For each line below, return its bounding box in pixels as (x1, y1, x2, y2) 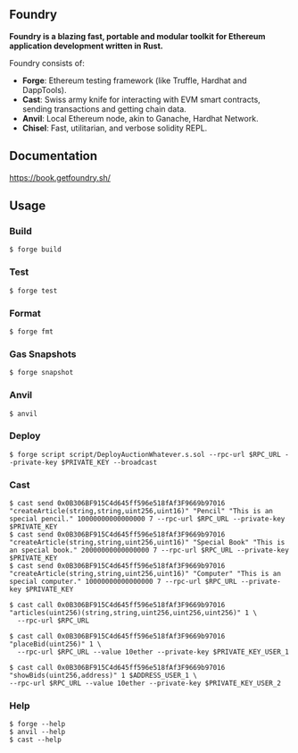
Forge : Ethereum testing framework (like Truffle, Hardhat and (21, 75, 247, 86)
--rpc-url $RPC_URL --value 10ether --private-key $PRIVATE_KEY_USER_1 (17, 647, 290, 656)
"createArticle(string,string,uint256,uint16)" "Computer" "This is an (9, 570, 281, 579)
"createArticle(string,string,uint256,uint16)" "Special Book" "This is (9, 538, 286, 547)
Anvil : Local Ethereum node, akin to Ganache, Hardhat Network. (21, 113, 259, 123)
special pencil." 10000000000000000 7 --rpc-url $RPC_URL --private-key (9, 514, 286, 524)
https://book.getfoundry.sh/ (9, 172, 112, 182)
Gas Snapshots (9, 348, 77, 360)
